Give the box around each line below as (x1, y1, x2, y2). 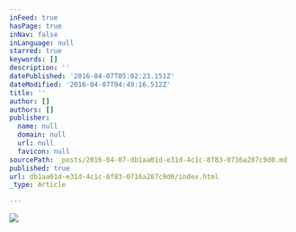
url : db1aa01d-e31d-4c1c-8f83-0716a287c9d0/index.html (9, 172, 220, 181)
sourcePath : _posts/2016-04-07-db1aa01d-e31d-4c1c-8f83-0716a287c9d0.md (9, 155, 288, 165)
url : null (17, 138, 54, 147)
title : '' (9, 88, 47, 97)
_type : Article (9, 181, 67, 190)
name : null (17, 122, 58, 131)
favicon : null (17, 147, 70, 156)
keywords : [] (9, 55, 58, 64)
